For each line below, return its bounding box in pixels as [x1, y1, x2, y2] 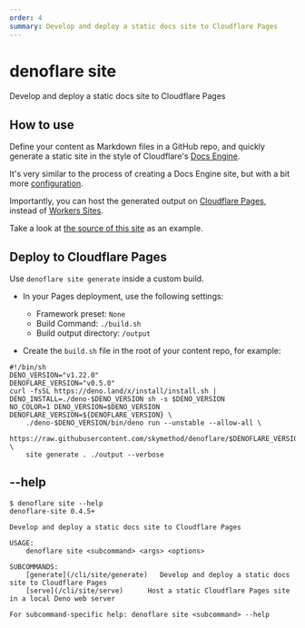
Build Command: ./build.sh [35, 319, 142, 329]
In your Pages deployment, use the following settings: [22, 291, 224, 302]
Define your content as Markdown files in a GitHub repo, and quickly [9, 142, 266, 152]
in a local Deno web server [9, 594, 116, 603]
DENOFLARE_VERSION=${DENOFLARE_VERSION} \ [9, 410, 172, 420]
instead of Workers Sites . [9, 205, 104, 216]
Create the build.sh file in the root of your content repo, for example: [22, 346, 281, 357]
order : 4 [9, 13, 43, 23]
